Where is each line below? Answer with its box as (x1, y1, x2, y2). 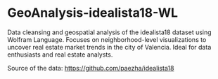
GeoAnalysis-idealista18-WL (7, 5, 178, 21)
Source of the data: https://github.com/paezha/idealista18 (7, 64, 174, 72)
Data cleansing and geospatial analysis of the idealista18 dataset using (7, 28, 212, 36)
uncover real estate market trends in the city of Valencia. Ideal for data (7, 43, 212, 51)
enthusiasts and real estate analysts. (7, 50, 113, 59)
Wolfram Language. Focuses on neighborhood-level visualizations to (7, 35, 207, 43)
